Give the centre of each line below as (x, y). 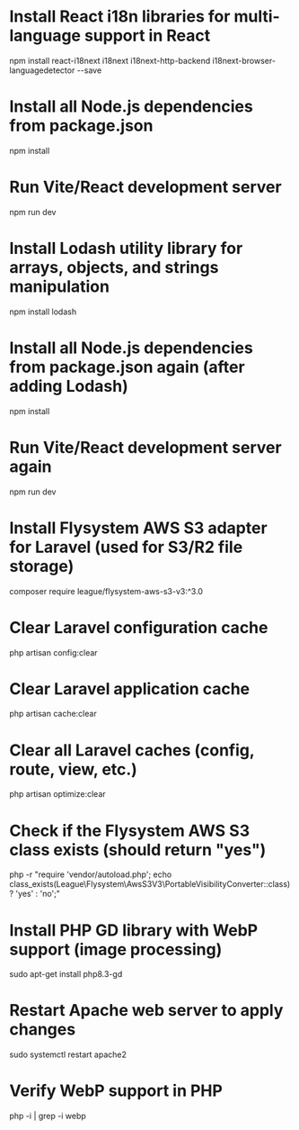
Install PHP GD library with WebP (134, 930)
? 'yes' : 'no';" (35, 894)
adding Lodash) (69, 386)
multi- (256, 17)
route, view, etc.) (73, 769)
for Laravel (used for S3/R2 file (126, 547)
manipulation (60, 286)
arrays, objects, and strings (114, 267)
